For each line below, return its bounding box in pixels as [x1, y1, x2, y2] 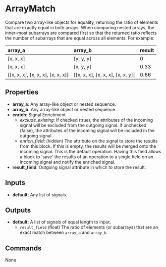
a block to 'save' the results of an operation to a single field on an [19, 154, 154, 160]
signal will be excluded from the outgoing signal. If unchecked [19, 122, 147, 128]
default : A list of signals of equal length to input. [12, 219, 111, 225]
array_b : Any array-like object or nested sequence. [12, 106, 116, 112]
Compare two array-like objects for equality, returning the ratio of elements [5, 19, 159, 25]
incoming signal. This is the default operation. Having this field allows [19, 148, 162, 154]
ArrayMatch [5, 3, 56, 14]
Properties [5, 88, 39, 96]
